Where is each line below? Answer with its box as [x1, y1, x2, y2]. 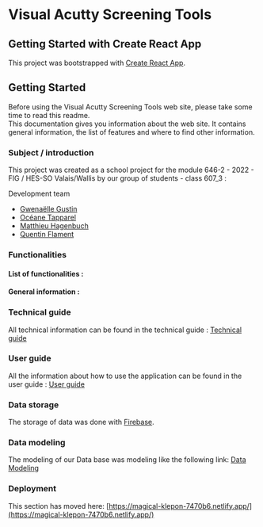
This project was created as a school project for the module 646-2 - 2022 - [8, 165, 255, 175]
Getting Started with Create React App [8, 37, 202, 51]
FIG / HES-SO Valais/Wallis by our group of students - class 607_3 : [8, 174, 227, 183]
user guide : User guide [8, 379, 86, 389]
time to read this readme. [8, 110, 90, 120]
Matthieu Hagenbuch [19, 221, 89, 231]
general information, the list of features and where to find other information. [8, 127, 255, 136]
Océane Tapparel [19, 212, 77, 223]
